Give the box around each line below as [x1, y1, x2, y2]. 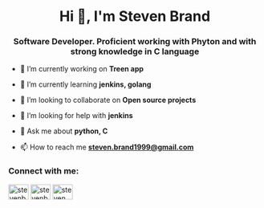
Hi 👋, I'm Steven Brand [59, 7, 211, 26]
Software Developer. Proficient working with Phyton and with [13, 36, 257, 47]
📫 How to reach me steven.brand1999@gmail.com [19, 142, 194, 152]
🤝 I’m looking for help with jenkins [19, 111, 133, 120]
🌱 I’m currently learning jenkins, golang [19, 80, 152, 89]
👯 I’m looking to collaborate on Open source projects [19, 96, 197, 105]
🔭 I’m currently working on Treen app [19, 64, 144, 74]
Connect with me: [8, 165, 79, 177]
